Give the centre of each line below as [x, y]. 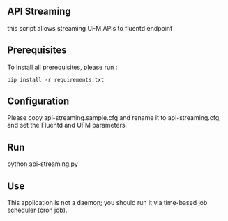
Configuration [38, 101]
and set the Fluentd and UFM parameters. [67, 125]
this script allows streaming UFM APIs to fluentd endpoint [90, 28]
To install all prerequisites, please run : [62, 67]
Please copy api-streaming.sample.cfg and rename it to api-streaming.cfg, [114, 118]
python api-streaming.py [43, 164]
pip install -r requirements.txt [56, 79]
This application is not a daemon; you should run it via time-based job [107, 203]
